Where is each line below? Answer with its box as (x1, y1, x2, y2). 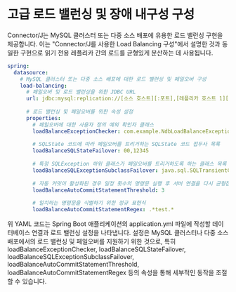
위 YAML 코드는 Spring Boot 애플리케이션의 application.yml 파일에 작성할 (7, 220, 211, 228)
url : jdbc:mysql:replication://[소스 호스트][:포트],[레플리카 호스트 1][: (25, 95, 232, 102)
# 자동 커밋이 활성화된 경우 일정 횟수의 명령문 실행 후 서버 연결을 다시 (32, 180, 213, 187)
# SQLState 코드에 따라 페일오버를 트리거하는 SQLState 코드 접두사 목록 (32, 141, 221, 148)
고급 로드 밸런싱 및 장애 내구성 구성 (7, 6, 195, 22)
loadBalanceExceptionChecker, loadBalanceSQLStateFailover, (7, 245, 186, 253)
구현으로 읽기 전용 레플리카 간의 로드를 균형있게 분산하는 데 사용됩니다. (20, 48, 214, 57)
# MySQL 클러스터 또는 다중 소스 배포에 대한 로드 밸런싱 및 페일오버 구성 (20, 75, 206, 83)
